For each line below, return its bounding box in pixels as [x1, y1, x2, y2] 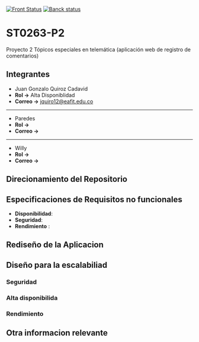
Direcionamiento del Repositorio [6, 174, 127, 184]
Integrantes [6, 69, 50, 79]
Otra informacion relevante [6, 328, 108, 338]
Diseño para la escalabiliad [6, 260, 108, 270]
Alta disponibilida [6, 293, 58, 302]
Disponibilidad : [14, 210, 53, 217]
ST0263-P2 [6, 27, 65, 40]
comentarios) [6, 52, 39, 59]
